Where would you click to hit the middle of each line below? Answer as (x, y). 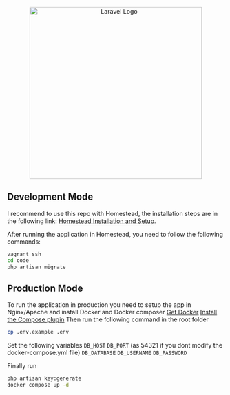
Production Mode (45, 288)
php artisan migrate (37, 267)
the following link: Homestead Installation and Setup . (82, 221)
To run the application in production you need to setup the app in (99, 305)
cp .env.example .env (38, 332)
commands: (24, 242)
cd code (18, 260)
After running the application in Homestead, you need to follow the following (115, 234)
